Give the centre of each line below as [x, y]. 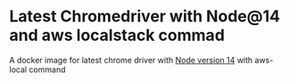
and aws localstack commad [117, 35]
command [47, 70]
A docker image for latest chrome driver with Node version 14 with [131, 60]
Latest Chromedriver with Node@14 [145, 16]
